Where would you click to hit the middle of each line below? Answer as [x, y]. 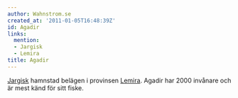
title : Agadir [28, 60]
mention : [27, 40]
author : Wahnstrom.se [39, 14]
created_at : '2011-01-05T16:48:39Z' [61, 21]
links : [17, 34]
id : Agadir [23, 27]
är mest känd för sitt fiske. [45, 88]
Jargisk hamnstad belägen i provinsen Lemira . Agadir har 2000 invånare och [119, 80]
